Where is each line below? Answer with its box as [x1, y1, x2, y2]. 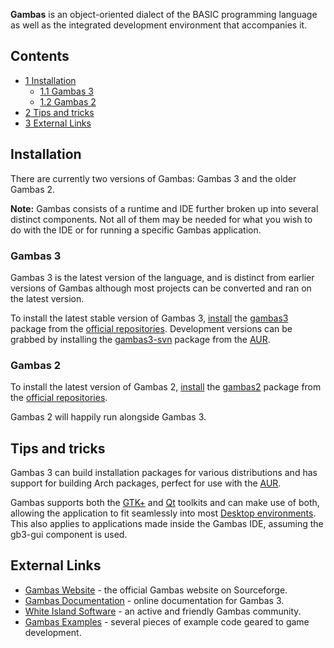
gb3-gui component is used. [10, 529, 128, 541]
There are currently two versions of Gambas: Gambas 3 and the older [10, 172, 297, 184]
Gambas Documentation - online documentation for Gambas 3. [24, 594, 285, 606]
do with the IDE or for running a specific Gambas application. [10, 224, 262, 236]
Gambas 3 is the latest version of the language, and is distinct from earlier [10, 271, 315, 283]
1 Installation [24, 74, 77, 86]
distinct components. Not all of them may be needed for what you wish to [10, 213, 313, 225]
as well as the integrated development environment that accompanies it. [10, 19, 308, 31]
